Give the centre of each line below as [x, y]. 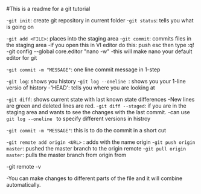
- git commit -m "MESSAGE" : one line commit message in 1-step [83, 70]
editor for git [22, 58]
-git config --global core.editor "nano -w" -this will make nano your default [99, 51]
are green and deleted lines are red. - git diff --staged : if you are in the [96, 106]
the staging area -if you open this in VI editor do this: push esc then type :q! [100, 45]
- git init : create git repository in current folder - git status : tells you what [100, 20]
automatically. [24, 185]
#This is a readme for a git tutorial [48, 9]
